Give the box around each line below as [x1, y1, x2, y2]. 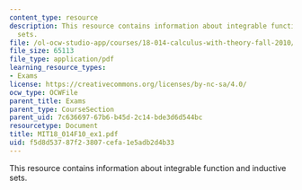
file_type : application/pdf [9, 55, 115, 64]
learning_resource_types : [9, 64, 106, 73]
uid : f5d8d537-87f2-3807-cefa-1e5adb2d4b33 [9, 138, 175, 147]
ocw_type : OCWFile [9, 88, 78, 97]
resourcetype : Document [9, 122, 99, 131]
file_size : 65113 [9, 47, 75, 56]
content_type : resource [9, 13, 99, 22]
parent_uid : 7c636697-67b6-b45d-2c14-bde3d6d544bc [9, 113, 203, 122]
